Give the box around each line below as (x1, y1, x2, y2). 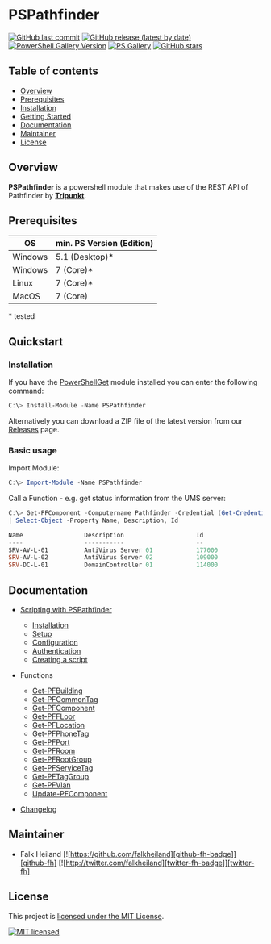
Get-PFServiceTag (31, 763, 94, 773)
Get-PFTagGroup (31, 772, 90, 782)
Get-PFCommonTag (31, 695, 98, 704)
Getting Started (19, 111, 71, 121)
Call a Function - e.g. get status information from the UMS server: (8, 494, 226, 503)
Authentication (31, 646, 81, 656)
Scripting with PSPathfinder (19, 605, 112, 615)
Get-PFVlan (31, 780, 71, 790)
